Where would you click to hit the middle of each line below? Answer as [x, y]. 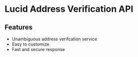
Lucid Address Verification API [69, 9]
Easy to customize [30, 44]
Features [19, 27]
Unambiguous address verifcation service [54, 39]
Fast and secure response [38, 49]
